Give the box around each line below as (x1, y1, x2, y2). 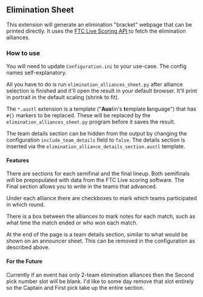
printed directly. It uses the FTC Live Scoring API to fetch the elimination (6, 27, 186, 34)
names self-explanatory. (6, 69, 67, 76)
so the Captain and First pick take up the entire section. (6, 284, 144, 291)
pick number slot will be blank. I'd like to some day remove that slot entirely (6, 278, 194, 285)
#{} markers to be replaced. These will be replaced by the (6, 112, 151, 119)
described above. (6, 244, 50, 251)
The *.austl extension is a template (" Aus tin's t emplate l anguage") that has (6, 105, 197, 113)
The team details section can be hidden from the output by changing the (6, 130, 187, 137)
